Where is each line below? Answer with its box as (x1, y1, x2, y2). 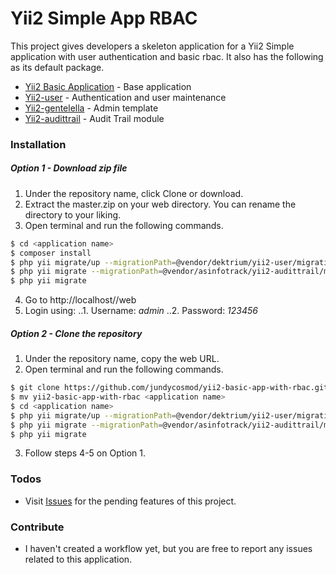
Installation (10, 137, 67, 151)
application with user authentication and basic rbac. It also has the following (10, 50, 324, 62)
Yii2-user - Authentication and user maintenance (24, 91, 227, 103)
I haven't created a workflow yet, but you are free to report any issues (24, 543, 313, 555)
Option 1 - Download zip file (10, 162, 128, 174)
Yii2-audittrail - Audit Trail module (24, 112, 165, 124)
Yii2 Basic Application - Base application (24, 80, 192, 92)
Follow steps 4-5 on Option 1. (24, 447, 147, 459)
